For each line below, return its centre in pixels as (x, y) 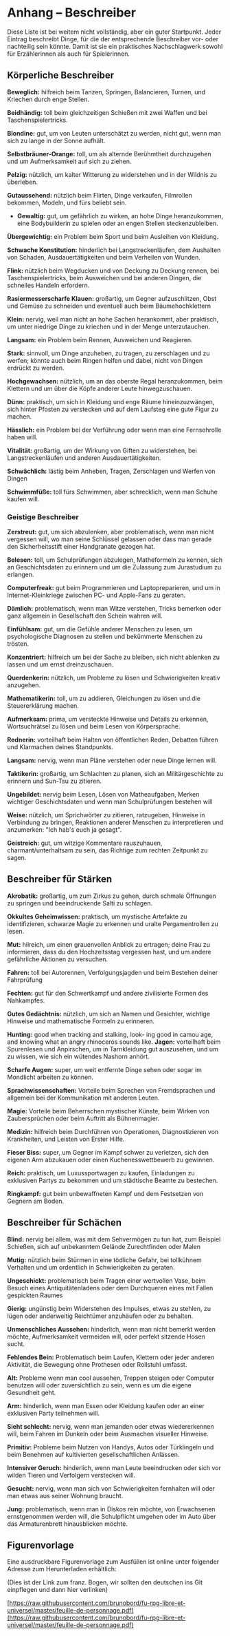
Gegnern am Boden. (35, 1201)
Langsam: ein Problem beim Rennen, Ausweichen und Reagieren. (100, 339)
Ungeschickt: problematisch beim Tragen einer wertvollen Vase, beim (106, 1280)
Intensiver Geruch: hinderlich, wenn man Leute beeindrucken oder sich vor (114, 1467)
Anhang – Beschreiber (71, 13)
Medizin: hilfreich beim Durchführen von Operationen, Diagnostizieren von (113, 1131)
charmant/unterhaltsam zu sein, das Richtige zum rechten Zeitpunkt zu (107, 850)
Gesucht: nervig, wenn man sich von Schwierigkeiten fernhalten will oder (111, 1488)
